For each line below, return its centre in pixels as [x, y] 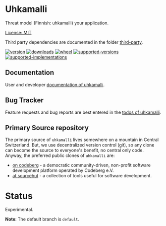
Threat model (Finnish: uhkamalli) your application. [57, 23]
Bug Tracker [24, 100]
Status [19, 196]
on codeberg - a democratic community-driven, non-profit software [82, 165]
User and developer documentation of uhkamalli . [55, 84]
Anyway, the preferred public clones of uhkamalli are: [60, 155]
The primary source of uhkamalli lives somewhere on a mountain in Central [82, 140]
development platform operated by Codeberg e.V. [63, 170]
